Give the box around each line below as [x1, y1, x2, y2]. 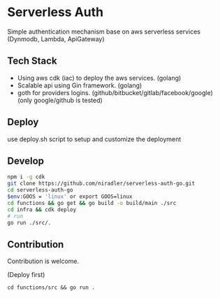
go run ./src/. [7, 219, 52, 226]
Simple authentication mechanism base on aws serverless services [7, 27, 201, 36]
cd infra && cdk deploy [7, 206, 77, 213]
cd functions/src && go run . [7, 284, 96, 291]
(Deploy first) [7, 271, 45, 279]
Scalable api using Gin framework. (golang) [17, 81, 142, 90]
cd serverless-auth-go [7, 187, 73, 194]
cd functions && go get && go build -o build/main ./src [7, 199, 177, 206]
